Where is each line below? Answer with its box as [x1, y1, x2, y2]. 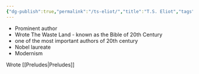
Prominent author [14, 25, 57, 32]
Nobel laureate [14, 43, 52, 51]
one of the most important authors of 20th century [14, 37, 138, 44]
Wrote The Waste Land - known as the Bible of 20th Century [14, 31, 163, 38]
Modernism [14, 49, 43, 56]
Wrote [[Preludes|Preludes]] [6, 61, 75, 68]
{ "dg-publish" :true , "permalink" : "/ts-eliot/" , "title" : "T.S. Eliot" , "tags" [6, 8, 195, 15]
